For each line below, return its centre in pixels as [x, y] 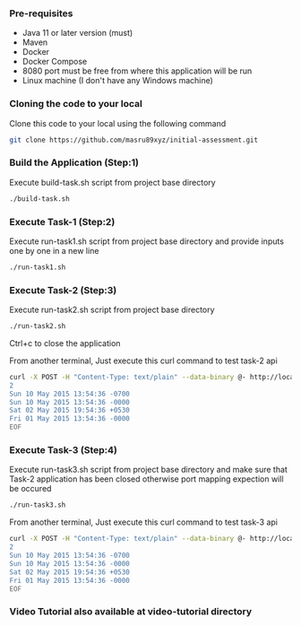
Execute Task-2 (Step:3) [63, 290]
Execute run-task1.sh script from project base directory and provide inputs [147, 241]
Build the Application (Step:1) [74, 162]
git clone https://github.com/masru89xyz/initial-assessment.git [133, 140]
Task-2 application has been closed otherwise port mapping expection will [146, 479]
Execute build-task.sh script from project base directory [113, 182]
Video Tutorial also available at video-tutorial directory [131, 612]
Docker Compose [55, 62]
